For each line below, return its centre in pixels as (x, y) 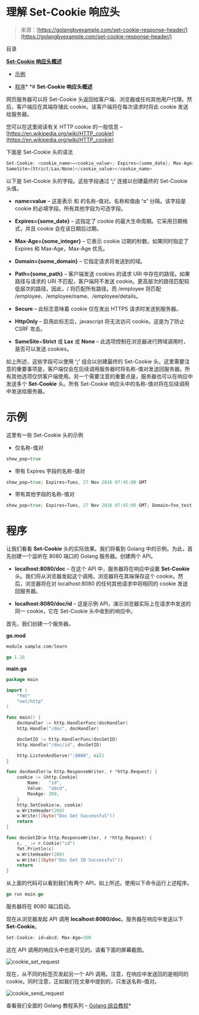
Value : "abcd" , (47, 789)
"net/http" (30, 701)
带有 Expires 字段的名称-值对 (50, 471)
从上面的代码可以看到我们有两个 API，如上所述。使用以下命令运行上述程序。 (99, 883)
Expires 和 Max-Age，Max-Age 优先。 (61, 248)
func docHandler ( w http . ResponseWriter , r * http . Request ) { (82, 772)
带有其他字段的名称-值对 (45, 494)
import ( (17, 690)
